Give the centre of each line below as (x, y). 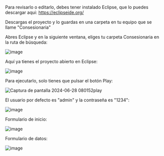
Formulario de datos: (26, 138)
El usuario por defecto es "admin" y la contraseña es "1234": (67, 100)
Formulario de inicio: (26, 119)
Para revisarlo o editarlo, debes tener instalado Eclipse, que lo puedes (77, 7)
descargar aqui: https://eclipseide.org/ (44, 12)
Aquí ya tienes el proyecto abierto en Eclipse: (51, 61)
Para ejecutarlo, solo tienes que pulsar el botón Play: (59, 81)
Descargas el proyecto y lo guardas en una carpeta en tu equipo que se (79, 22)
